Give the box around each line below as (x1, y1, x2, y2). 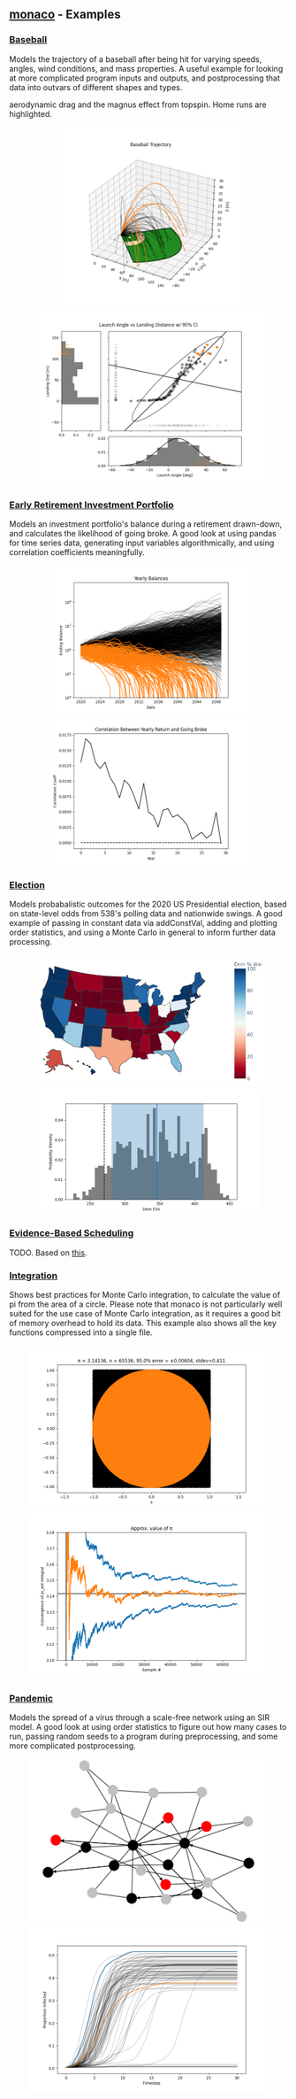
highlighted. (9, 108, 53, 119)
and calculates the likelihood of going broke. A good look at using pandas (9, 528, 277, 538)
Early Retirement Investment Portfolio (9, 498, 174, 511)
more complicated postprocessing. (9, 1740, 137, 1751)
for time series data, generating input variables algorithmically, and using (9, 537, 275, 548)
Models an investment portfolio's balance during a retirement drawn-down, (9, 518, 283, 529)
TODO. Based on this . (9, 1247, 87, 1258)
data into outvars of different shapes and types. (9, 81, 183, 92)
